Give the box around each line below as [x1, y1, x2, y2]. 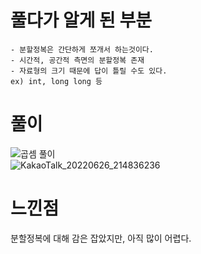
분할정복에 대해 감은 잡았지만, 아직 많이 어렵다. [10, 232, 192, 244]
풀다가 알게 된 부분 [10, 9, 152, 32]
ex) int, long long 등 [10, 76, 103, 86]
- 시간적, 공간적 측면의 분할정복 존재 [10, 55, 145, 65]
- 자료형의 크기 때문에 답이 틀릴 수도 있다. [10, 66, 168, 76]
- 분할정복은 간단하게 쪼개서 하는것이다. [10, 44, 154, 55]
